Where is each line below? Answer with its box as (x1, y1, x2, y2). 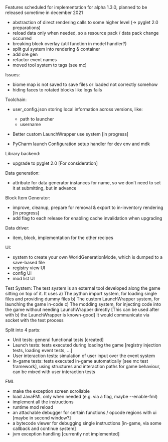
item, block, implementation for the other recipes (12, 235, 114, 241)
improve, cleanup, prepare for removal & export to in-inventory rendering (12, 204, 163, 210)
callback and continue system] (12, 425, 76, 431)
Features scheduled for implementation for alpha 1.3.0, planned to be (5, 5, 147, 10)
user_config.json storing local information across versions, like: (12, 106, 143, 112)
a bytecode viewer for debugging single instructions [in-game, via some (12, 420, 162, 426)
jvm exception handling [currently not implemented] (12, 431, 120, 436)
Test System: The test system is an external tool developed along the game (5, 285, 160, 291)
